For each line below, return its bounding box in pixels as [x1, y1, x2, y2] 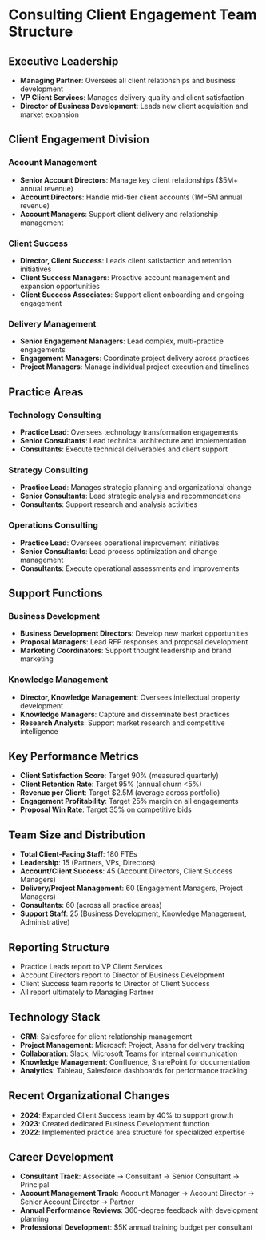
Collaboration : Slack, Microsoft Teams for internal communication [19, 1049, 238, 1058]
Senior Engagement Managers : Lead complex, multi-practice [19, 336, 224, 346]
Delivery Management [8, 318, 97, 329]
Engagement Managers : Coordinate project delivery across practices [19, 354, 250, 363]
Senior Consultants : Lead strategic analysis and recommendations [19, 491, 241, 501]
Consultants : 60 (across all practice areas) [19, 901, 162, 910]
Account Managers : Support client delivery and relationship [19, 209, 219, 219]
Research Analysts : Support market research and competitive [19, 718, 225, 728]
